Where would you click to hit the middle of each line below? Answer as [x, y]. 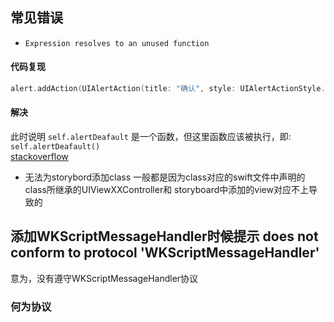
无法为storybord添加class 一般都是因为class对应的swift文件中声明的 [165, 177]
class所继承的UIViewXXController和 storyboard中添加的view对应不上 [166, 190]
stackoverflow [39, 157]
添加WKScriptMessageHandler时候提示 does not [164, 236]
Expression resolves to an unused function [117, 43]
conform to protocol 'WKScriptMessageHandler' [165, 253]
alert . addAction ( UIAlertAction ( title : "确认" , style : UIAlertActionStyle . [168, 89]
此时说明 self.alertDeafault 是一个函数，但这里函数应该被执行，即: [151, 137]
